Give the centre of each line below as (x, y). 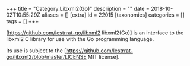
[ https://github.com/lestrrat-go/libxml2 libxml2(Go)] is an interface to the (95, 33)
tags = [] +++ (23, 21)
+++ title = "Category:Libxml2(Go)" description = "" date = (78, 9)
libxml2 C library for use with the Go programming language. (80, 39)
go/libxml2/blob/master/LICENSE (47, 57)
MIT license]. (104, 57)
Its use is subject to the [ (36, 51)
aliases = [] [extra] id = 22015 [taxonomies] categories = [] (113, 15)
